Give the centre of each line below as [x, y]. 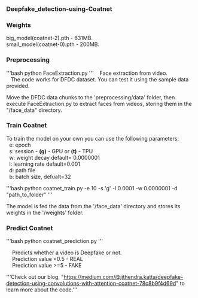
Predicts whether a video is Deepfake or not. [67, 253]
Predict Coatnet [30, 228]
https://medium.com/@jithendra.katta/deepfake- [124, 277]
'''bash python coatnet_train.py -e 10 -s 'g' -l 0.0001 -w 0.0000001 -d [92, 188]
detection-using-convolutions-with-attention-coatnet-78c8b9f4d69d [91, 284]
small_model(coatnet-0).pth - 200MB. [53, 44]
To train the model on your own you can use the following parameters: [93, 138]
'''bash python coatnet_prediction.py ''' [55, 241]
